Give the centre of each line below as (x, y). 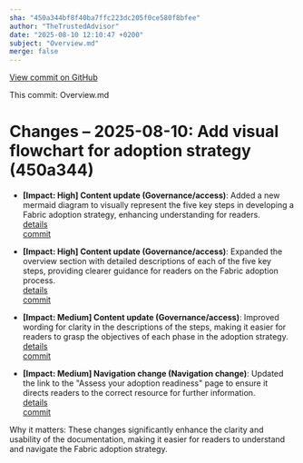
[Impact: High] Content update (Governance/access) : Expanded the (152, 251)
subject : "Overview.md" (54, 43)
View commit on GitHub (54, 77)
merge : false (34, 52)
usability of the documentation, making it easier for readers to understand (147, 439)
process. (39, 281)
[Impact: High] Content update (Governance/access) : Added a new (151, 195)
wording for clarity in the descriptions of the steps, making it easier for (154, 327)
